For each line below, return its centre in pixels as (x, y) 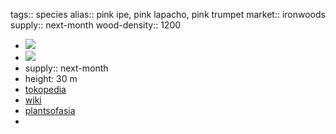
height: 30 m (51, 78)
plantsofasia (50, 110)
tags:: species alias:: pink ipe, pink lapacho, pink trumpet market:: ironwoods (168, 14)
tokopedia (45, 89)
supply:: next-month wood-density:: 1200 (96, 25)
